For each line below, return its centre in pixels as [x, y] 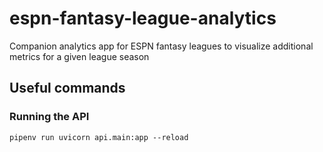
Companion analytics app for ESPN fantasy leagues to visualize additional [161, 46]
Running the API [49, 117]
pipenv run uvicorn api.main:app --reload [99, 137]
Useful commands [67, 88]
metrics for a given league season [79, 56]
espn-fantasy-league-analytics [143, 18]
